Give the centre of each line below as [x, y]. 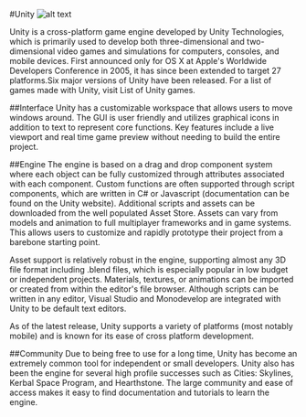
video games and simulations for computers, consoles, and [169, 51]
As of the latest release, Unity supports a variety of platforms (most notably [152, 326]
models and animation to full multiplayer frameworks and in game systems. [151, 223]
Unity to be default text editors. [68, 308]
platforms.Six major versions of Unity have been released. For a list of [141, 80]
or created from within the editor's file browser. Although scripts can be [144, 289]
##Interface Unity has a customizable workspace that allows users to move [151, 108]
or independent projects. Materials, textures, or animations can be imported [152, 279]
